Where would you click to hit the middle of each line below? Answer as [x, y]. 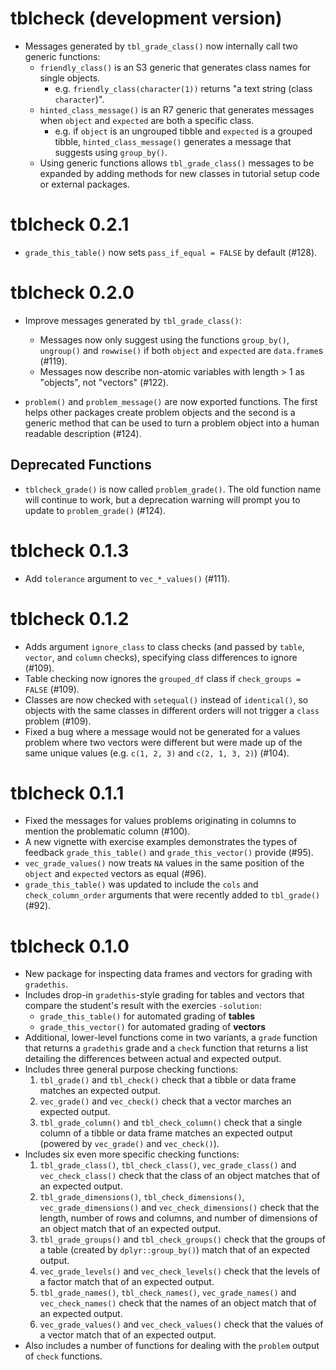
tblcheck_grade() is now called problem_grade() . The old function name [173, 489]
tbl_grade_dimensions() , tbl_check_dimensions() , [142, 1197]
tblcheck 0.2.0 [72, 293]
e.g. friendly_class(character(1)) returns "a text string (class [183, 88]
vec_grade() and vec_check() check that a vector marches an [165, 1101]
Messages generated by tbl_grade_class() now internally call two [161, 46]
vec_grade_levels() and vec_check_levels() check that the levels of [180, 1271]
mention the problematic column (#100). [107, 831]
